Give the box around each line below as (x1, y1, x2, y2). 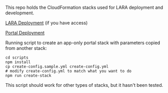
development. (5, 10, 34, 16)
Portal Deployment (5, 30, 45, 35)
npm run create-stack (5, 73, 52, 78)
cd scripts (5, 55, 29, 60)
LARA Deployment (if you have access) (5, 20, 88, 26)
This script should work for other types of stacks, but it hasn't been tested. (5, 82, 163, 88)
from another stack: (5, 45, 47, 51)
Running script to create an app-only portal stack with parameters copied (5, 40, 160, 46)
